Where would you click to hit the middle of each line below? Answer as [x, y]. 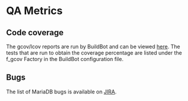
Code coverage [35, 33]
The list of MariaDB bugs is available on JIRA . [61, 92]
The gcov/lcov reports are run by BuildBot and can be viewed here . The [93, 46]
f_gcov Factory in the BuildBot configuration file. [65, 59]
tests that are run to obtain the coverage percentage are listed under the [94, 53]
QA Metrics [35, 11]
